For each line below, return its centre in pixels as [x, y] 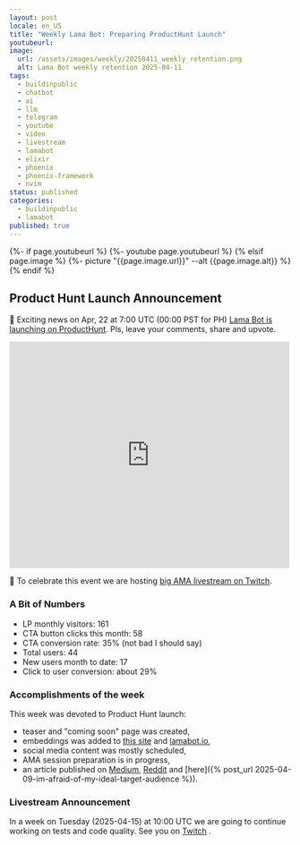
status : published [43, 192]
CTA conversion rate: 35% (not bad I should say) [112, 643]
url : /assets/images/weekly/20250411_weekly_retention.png [130, 59]
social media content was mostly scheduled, [104, 750]
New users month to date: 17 [75, 661]
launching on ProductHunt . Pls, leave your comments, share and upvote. [143, 329]
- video [32, 134]
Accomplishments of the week [77, 695]
